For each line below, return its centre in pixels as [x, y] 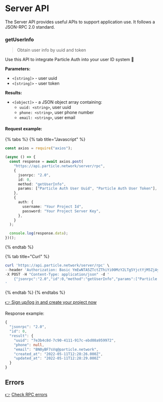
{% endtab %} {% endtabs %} [35, 293]
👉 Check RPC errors [26, 394]
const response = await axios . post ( [46, 162]
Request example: [24, 128]
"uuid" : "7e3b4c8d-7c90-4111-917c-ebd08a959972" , [65, 340]
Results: [14, 93]
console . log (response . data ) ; [39, 233]
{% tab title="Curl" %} [27, 257]
